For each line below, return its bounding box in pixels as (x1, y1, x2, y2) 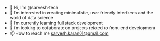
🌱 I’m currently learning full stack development (9, 20, 103, 26)
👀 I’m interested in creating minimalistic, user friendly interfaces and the (9, 10, 154, 15)
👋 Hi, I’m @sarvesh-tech (9, 5, 59, 10)
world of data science (9, 15, 53, 20)
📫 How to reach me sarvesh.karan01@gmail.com (9, 30, 109, 36)
